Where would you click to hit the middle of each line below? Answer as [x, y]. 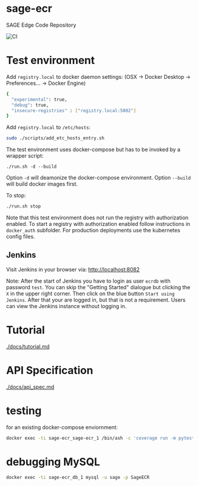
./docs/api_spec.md [30, 386]
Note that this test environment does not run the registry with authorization [97, 218]
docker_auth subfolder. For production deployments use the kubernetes [93, 230]
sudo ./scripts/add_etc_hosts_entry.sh [55, 138]
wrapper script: [25, 156]
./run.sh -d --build [32, 167]
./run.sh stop [24, 206]
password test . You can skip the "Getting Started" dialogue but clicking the [98, 287]
